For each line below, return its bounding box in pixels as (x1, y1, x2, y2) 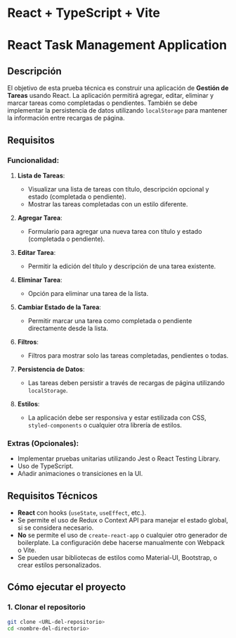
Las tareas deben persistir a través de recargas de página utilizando (27, 378, 225, 387)
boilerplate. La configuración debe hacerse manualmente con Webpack (17, 538, 225, 546)
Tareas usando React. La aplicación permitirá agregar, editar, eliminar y (7, 92, 214, 100)
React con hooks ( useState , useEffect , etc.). (17, 508, 146, 517)
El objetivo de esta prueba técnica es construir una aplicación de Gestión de (7, 84, 229, 92)
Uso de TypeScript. (17, 462, 74, 470)
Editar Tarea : (17, 248, 56, 256)
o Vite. (17, 546, 37, 554)
